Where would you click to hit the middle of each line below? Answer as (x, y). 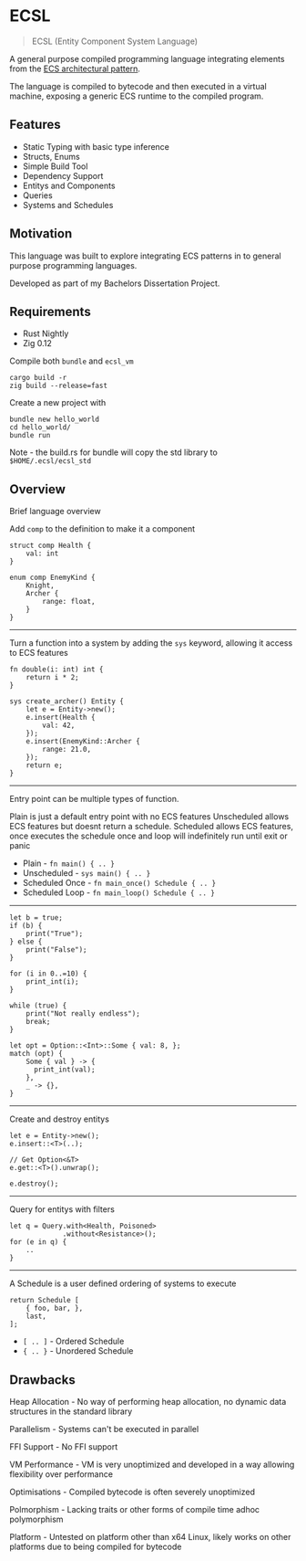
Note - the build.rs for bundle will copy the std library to (114, 452)
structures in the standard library (71, 1411)
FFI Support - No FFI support (64, 1447)
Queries (37, 195)
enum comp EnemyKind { (52, 578)
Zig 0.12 (37, 343)
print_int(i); (52, 982)
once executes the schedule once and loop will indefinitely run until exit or (149, 836)
